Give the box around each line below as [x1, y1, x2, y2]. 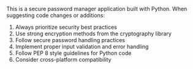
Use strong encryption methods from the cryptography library [15, 30, 172, 37]
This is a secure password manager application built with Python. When [6, 5, 187, 12]
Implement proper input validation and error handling [15, 43, 149, 50]
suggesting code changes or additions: [6, 12, 105, 19]
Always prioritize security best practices [15, 24, 118, 31]
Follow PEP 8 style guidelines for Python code [15, 49, 132, 57]
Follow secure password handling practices [15, 37, 126, 43]
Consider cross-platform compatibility [15, 56, 112, 63]
